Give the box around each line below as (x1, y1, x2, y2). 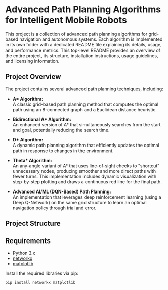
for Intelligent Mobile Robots (5, 14, 128, 26)
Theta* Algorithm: (12, 157, 52, 163)
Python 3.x (12, 250, 35, 256)
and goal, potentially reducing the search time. (12, 127, 110, 133)
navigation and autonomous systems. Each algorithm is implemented (19, 36, 163, 42)
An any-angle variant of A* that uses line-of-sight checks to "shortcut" (12, 163, 160, 169)
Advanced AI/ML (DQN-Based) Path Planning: (12, 188, 111, 195)
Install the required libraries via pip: (5, 270, 79, 276)
